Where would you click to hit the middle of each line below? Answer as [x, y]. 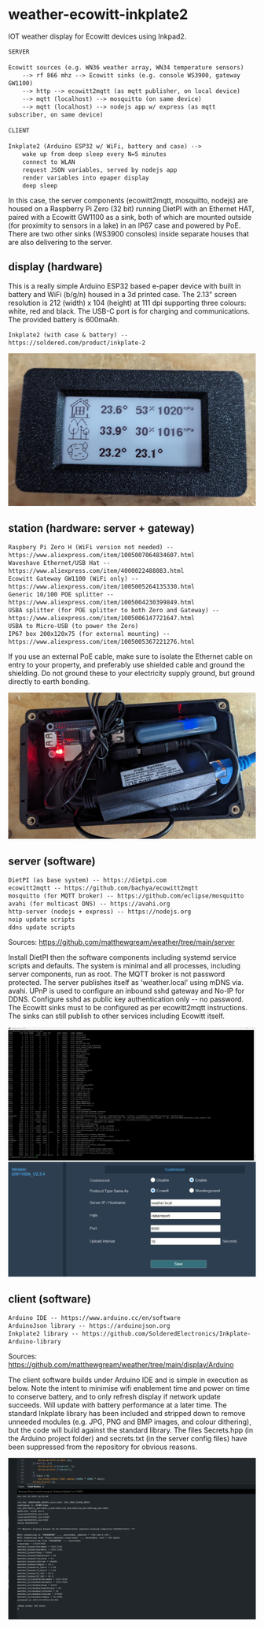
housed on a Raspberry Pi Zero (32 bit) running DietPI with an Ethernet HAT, [131, 208]
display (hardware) [56, 267]
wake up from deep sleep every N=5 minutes [95, 154]
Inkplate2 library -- [44, 1334]
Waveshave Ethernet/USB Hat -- [59, 563]
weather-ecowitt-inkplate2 [98, 15]
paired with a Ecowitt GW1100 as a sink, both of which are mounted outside [130, 217]
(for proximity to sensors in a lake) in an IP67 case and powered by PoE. [125, 225]
